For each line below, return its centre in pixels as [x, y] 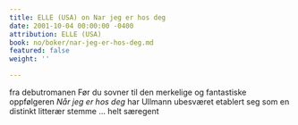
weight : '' [30, 59]
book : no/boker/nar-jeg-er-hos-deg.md [81, 42]
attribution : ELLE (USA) [55, 34]
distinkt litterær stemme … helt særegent [84, 111]
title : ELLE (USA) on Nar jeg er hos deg [88, 17]
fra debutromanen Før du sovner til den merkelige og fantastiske [128, 92]
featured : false [39, 51]
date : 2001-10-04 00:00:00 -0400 [72, 26]
